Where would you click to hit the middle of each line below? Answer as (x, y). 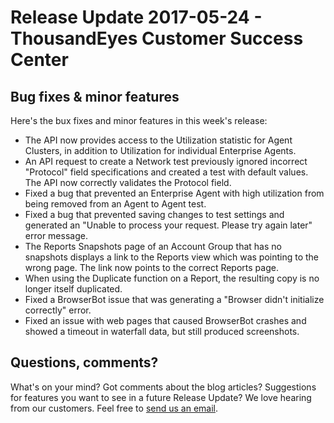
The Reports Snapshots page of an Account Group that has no (153, 246)
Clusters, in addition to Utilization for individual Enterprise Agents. (160, 150)
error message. (56, 235)
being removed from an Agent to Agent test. (115, 204)
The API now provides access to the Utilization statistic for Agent (158, 140)
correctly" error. (58, 310)
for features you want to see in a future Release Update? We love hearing (161, 397)
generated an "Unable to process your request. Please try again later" (168, 225)
